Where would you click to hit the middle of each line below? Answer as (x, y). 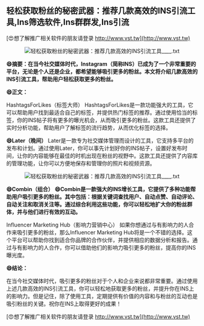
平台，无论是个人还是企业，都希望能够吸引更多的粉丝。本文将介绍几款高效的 (102, 71)
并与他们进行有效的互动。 (49, 212)
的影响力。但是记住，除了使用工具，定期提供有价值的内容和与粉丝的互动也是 (102, 296)
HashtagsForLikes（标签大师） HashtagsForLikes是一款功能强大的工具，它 (100, 104)
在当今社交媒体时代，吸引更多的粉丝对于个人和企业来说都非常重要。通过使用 (102, 280)
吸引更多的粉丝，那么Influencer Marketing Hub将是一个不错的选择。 (102, 232)
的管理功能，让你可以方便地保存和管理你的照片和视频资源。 (81, 163)
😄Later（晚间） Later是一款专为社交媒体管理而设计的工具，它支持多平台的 (100, 140)
